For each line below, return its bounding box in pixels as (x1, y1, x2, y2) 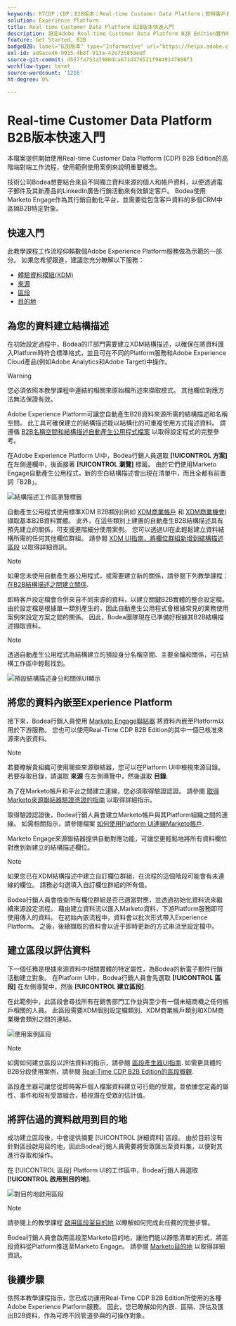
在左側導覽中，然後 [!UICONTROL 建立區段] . (17, 982, 146, 991)
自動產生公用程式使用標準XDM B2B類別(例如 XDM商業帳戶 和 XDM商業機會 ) (7, 507, 227, 516)
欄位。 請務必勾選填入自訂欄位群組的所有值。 (19, 880, 151, 888)
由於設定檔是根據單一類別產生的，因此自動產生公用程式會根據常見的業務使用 (7, 604, 229, 612)
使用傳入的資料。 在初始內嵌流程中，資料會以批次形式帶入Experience (7, 913, 209, 922)
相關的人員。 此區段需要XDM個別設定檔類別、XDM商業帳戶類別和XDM (13, 1005, 218, 1015)
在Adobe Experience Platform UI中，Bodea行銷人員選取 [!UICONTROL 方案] (7, 451, 228, 459)
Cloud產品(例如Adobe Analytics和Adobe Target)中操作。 (7, 357, 171, 366)
